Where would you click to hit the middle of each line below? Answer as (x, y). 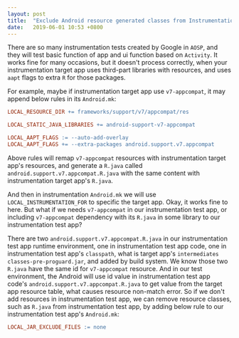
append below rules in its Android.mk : (62, 99)
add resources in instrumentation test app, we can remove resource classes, (119, 299)
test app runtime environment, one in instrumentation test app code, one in (117, 245)
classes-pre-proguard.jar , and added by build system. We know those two (118, 261)
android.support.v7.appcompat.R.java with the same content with (104, 173)
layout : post (27, 14)
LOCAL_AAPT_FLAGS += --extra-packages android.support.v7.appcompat (111, 144)
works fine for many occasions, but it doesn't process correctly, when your (117, 63)
